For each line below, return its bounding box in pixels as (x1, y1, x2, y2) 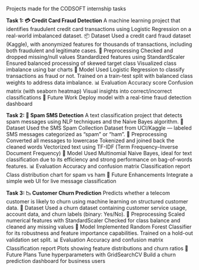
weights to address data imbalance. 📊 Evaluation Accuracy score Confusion (6, 79, 194, 86)
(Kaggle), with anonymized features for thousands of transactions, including (6, 41, 192, 48)
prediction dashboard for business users (6, 258, 106, 264)
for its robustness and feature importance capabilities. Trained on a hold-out (6, 230, 193, 237)
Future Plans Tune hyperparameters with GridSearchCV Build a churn (6, 251, 176, 258)
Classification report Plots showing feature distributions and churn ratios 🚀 (6, 245, 189, 252)
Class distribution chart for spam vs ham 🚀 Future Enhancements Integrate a (6, 171, 193, 178)
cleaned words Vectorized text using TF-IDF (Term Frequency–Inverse (6, 143, 178, 150)
